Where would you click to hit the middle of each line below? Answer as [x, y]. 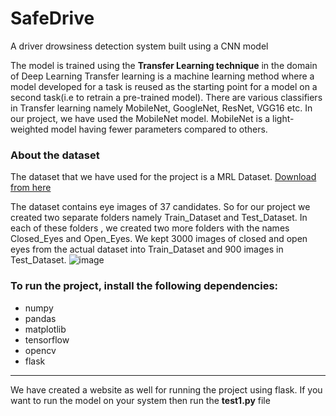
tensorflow [47, 339]
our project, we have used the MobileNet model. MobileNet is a [140, 118]
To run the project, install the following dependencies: [144, 286]
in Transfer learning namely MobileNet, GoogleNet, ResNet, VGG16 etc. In [161, 108]
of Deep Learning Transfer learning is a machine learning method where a [162, 76]
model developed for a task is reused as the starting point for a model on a [164, 86]
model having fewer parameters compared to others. [159, 129]
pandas [40, 318]
